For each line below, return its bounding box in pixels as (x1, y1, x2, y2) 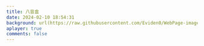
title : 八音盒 (6, 8, 39, 15)
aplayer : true (6, 25, 42, 32)
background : (6, 20, 36, 26)
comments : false (6, 31, 47, 37)
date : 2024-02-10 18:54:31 (6, 14, 75, 20)
